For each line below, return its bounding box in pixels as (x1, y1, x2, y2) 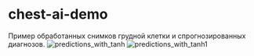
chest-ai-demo (8, 5, 108, 23)
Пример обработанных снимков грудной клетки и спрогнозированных (8, 31, 246, 40)
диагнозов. (8, 39, 45, 48)
